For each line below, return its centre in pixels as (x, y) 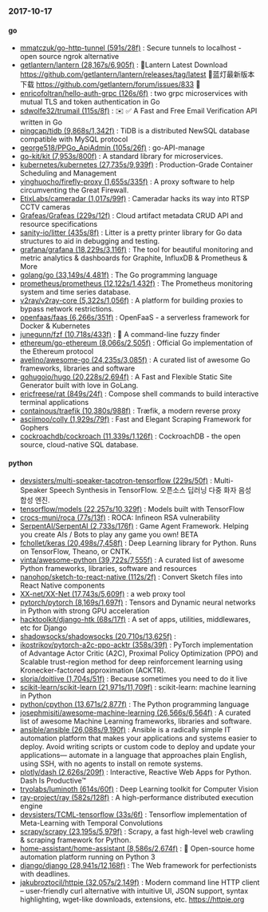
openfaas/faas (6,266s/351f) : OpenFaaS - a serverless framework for (134, 318)
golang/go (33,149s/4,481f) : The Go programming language (118, 275)
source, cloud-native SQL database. (79, 445)
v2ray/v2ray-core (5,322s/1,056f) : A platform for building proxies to (131, 300)
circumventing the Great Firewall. (74, 190)
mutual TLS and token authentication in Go (90, 102)
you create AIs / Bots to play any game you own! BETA (109, 535)
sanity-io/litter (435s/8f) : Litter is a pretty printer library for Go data (131, 232)
